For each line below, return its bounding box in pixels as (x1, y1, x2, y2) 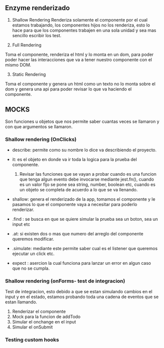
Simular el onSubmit (12, 324, 53, 330)
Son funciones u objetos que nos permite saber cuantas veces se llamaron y (5, 118, 160, 124)
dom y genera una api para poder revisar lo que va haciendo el (5, 86, 132, 92)
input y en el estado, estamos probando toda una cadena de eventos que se (5, 294, 159, 300)
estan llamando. (5, 299, 38, 305)
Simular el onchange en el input (12, 319, 76, 325)
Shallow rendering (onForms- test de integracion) (5, 278, 125, 284)
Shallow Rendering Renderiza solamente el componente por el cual (12, 17, 148, 23)
